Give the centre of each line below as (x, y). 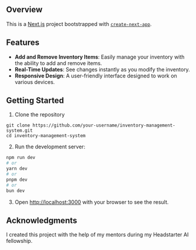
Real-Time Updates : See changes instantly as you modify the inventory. (102, 69)
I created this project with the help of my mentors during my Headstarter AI (97, 235)
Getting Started (35, 101)
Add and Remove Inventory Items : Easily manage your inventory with (99, 57)
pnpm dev (17, 180)
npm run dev (21, 158)
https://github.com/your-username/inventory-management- (104, 126)
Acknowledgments (42, 220)
